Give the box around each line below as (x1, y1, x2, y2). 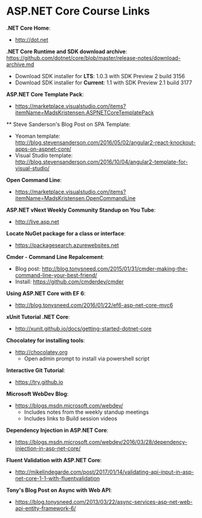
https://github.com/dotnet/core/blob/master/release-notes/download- (6, 54, 181, 61)
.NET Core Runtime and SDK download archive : (6, 47, 128, 55)
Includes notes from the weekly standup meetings (24, 408, 149, 415)
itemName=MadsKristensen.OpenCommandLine (15, 194, 136, 201)
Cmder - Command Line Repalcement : (6, 253, 105, 260)
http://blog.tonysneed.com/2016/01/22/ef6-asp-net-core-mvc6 (15, 301, 174, 309)
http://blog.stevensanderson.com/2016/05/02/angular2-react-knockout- (15, 138, 196, 146)
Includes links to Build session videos (24, 414, 118, 422)
